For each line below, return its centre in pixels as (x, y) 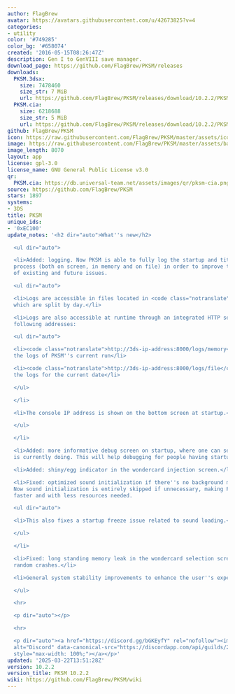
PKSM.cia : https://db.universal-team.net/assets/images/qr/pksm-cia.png (122, 183)
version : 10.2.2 (31, 667)
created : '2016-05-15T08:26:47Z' (56, 53)
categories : (24, 27)
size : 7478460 (40, 85)
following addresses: (45, 324)
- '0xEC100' (24, 228)
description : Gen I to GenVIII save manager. (74, 59)
